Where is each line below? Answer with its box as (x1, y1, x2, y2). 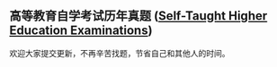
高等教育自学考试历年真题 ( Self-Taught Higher (9, 8, 268, 24)
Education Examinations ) (9, 23, 153, 38)
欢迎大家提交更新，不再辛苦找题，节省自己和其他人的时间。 (9, 47, 230, 58)
